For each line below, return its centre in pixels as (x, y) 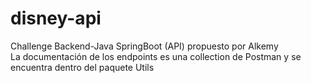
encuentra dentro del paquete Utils (82, 67)
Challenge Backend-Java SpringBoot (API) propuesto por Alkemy (144, 46)
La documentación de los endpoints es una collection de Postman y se (156, 56)
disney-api (56, 18)
